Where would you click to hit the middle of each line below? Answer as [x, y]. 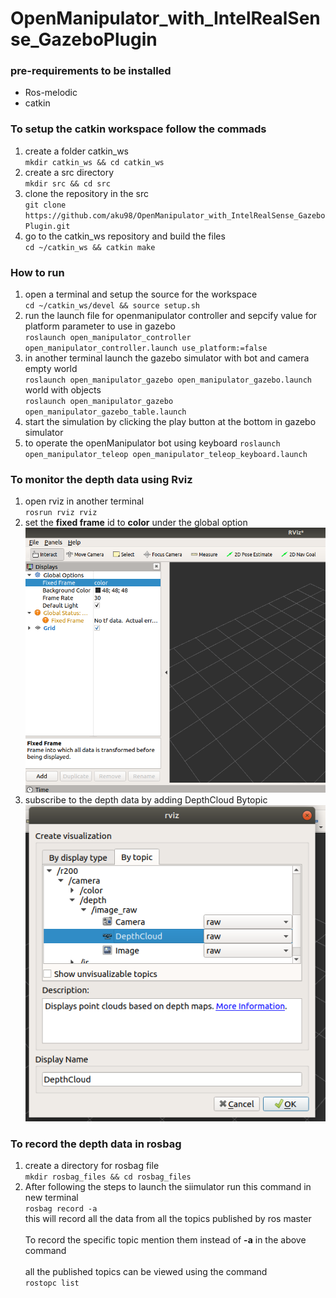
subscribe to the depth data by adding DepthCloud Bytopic [146, 800]
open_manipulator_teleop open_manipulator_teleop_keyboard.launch [166, 455]
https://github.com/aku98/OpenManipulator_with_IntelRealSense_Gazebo [175, 215]
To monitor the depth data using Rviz [101, 479]
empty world [51, 369]
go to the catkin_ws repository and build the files [125, 236]
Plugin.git [47, 226]
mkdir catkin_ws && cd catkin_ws [94, 162]
